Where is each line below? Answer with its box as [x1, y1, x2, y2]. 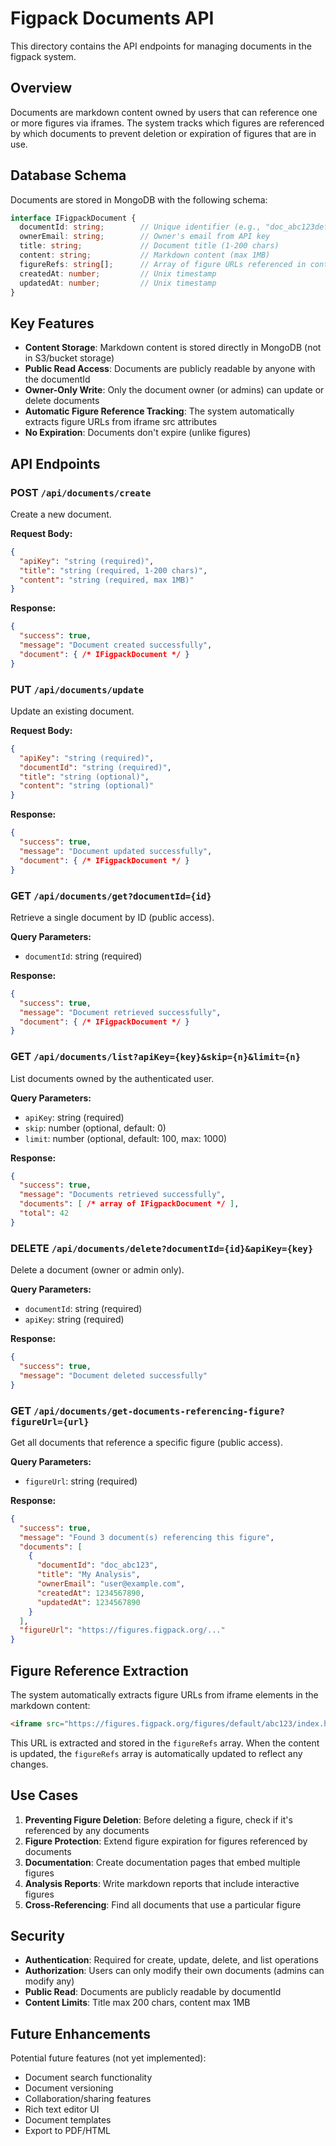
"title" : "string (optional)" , [19, 772, 150, 782]
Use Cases [10, 1787, 79, 1804]
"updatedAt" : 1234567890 [36, 1597, 141, 1607]
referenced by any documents [24, 1824, 150, 1836]
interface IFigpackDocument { [10, 213, 137, 223]
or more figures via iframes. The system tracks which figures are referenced [10, 117, 325, 129]
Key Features [10, 315, 95, 332]
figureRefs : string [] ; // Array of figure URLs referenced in [19, 259, 307, 269]
